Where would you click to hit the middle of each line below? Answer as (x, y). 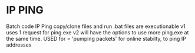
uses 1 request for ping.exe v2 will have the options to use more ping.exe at (97, 32)
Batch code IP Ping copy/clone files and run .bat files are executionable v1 (96, 26)
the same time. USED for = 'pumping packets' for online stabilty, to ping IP (96, 38)
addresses (19, 45)
